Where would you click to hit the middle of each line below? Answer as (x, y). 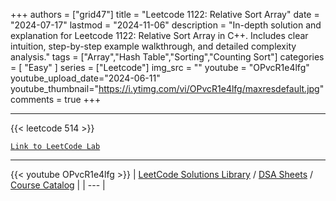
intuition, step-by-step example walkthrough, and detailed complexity (153, 46)
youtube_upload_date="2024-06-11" (85, 78)
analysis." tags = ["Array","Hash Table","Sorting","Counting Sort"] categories (167, 57)
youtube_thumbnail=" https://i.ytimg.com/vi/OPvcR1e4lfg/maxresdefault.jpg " (167, 88)
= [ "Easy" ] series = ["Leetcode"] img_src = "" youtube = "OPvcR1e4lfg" (160, 67)
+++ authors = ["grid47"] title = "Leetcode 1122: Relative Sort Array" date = (165, 14)
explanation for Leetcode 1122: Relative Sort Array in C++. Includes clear (159, 35)
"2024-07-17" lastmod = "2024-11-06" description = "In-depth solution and (166, 25)
